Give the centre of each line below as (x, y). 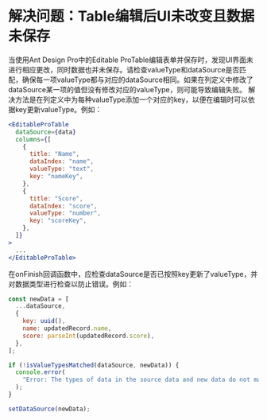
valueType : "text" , (61, 169)
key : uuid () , (44, 321)
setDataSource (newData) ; (49, 409)
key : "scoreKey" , (58, 221)
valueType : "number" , (65, 213)
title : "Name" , (54, 154)
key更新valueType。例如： (58, 109)
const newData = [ (39, 299)
